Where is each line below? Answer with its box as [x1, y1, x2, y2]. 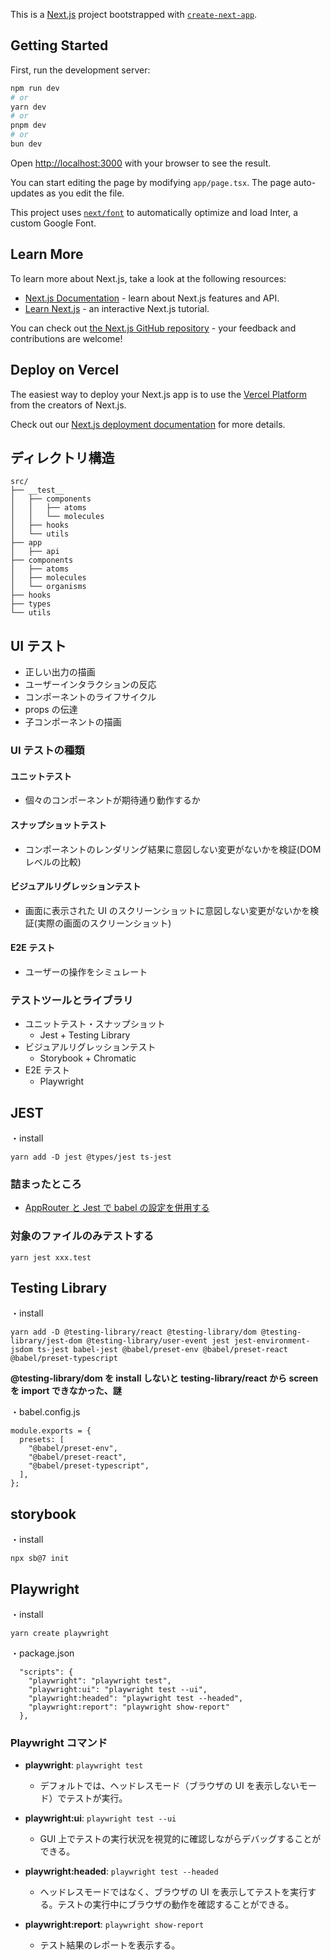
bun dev [10, 139, 43, 149]
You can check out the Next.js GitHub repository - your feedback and [10, 322, 297, 334]
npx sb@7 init [10, 1554, 70, 1564]
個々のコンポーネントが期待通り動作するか [24, 794, 201, 806]
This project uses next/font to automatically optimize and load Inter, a [10, 206, 299, 218]
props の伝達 [24, 704, 78, 716]
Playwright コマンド [10, 1735, 108, 1749]
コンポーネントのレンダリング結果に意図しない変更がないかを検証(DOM [24, 843, 322, 855]
